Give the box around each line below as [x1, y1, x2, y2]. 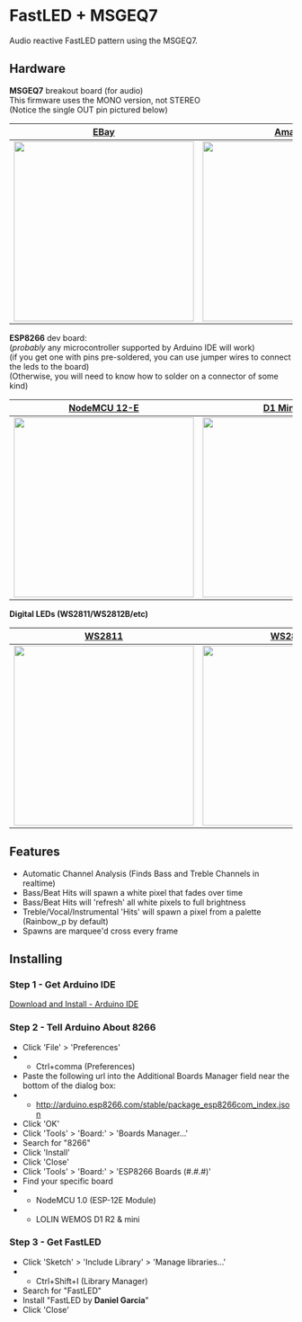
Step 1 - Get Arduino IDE [9, 978, 116, 990]
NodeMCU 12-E [68, 401, 139, 414]
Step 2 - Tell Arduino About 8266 [9, 1022, 156, 1034]
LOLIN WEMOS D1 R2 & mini [35, 1213, 140, 1224]
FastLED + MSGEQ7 [9, 5, 159, 26]
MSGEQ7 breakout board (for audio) [9, 85, 144, 95]
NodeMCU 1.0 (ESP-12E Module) [35, 1194, 156, 1205]
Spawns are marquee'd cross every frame [22, 925, 178, 936]
